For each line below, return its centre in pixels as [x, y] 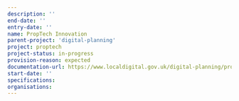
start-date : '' [30, 73]
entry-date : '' [30, 27]
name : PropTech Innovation [47, 34]
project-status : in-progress [51, 54]
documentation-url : [36, 67]
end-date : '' [27, 21]
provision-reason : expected [49, 60]
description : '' [31, 14]
